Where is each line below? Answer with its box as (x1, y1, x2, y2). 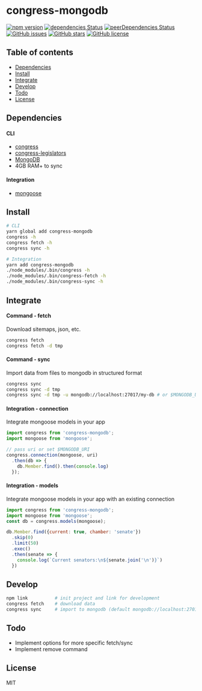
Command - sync (6, 356, 50, 363)
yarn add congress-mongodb (6, 261, 74, 268)
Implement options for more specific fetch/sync (14, 639, 133, 646)
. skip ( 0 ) (11, 534, 34, 541)
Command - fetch (6, 312, 51, 319)
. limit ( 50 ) (11, 540, 39, 546)
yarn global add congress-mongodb (6, 228, 93, 235)
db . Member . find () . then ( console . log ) (17, 463, 109, 469)
